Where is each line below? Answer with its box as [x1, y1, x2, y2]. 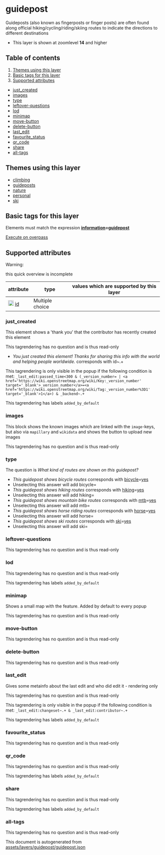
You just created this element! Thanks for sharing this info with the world [12, 354, 160, 359]
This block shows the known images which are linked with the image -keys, [5, 423, 155, 429]
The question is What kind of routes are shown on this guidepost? [5, 467, 139, 473]
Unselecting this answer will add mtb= [12, 502, 90, 509]
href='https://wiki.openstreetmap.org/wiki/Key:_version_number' [5, 379, 141, 384]
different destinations [5, 30, 48, 36]
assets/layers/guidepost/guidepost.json [5, 844, 86, 850]
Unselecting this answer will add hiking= [12, 492, 94, 498]
